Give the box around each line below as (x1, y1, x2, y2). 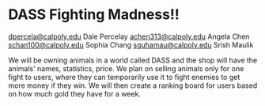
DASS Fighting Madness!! (8, 6, 180, 24)
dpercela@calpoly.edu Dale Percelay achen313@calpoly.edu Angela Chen (8, 32, 250, 41)
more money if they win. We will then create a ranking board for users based (8, 81, 258, 90)
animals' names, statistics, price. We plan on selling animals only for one (8, 63, 244, 73)
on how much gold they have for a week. (8, 89, 141, 98)
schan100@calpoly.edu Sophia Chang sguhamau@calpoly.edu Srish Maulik (8, 40, 254, 49)
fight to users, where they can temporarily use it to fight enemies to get (8, 72, 240, 81)
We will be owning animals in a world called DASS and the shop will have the (8, 55, 258, 65)
